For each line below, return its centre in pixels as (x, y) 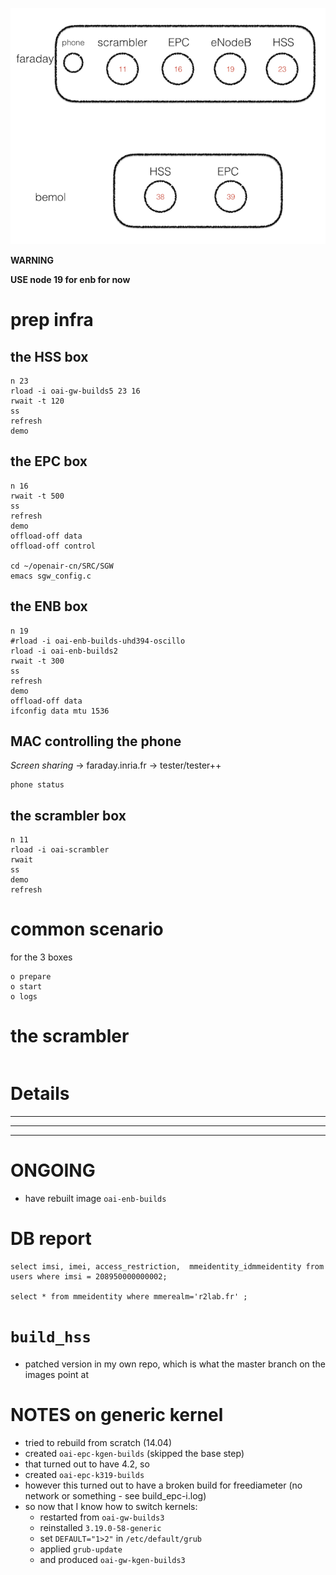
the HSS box (49, 356)
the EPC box (49, 461)
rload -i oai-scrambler (60, 850)
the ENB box (49, 606)
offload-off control (53, 546)
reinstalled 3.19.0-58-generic (100, 1527)
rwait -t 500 (37, 496)
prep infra (52, 320)
